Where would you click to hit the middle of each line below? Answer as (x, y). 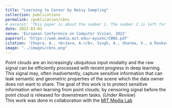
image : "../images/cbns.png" (36, 48)
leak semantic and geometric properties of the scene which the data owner (85, 78)
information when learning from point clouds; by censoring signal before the (86, 89)
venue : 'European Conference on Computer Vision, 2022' (66, 34)
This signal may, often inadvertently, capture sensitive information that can (84, 73)
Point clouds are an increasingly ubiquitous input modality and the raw (79, 62)
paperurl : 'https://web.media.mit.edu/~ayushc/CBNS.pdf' (67, 39)
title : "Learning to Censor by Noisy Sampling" (57, 10)
